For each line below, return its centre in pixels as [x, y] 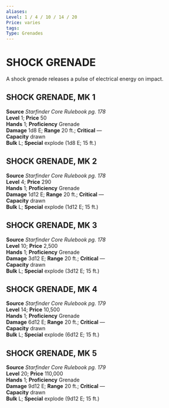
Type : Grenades [25, 34]
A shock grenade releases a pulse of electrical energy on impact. [85, 79]
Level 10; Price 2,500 [32, 246]
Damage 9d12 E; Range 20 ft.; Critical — [56, 386]
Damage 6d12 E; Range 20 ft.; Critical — [56, 322]
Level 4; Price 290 [29, 182]
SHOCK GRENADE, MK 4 [52, 289]
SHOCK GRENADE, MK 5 [52, 353]
